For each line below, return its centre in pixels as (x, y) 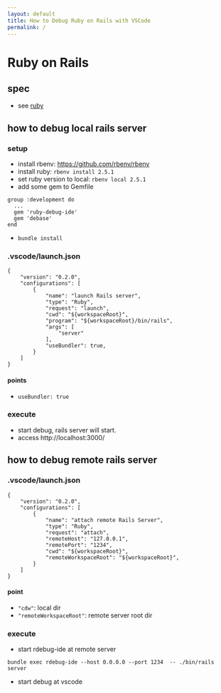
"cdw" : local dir (39, 608)
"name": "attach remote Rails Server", (104, 520)
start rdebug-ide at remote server (67, 650)
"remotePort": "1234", (79, 545)
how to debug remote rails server (82, 460)
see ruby (31, 106)
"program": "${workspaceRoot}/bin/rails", (109, 321)
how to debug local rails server (77, 128)
